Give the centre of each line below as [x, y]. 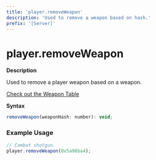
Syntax [16, 106]
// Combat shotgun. [31, 145]
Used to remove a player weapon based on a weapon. [74, 82]
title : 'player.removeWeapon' [45, 12]
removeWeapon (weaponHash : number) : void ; [60, 117]
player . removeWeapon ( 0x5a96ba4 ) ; [49, 151]
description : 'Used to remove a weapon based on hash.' [79, 18]
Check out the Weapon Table [43, 94]
